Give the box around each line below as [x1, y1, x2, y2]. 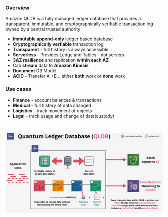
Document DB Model [12, 68, 57, 74]
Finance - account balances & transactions [12, 97, 102, 103]
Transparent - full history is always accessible [12, 47, 109, 53]
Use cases [5, 86, 32, 93]
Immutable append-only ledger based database [12, 36, 113, 42]
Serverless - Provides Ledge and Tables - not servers [12, 52, 124, 58]
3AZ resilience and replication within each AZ [12, 57, 109, 63]
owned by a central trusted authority [5, 26, 81, 32]
